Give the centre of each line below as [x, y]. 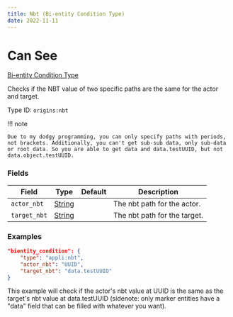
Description [158, 191]
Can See [33, 56]
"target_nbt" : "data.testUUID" [66, 271]
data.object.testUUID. [41, 156]
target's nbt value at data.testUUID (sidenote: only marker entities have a [114, 299]
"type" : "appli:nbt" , [52, 257]
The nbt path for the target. [158, 215]
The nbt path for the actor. [157, 204]
